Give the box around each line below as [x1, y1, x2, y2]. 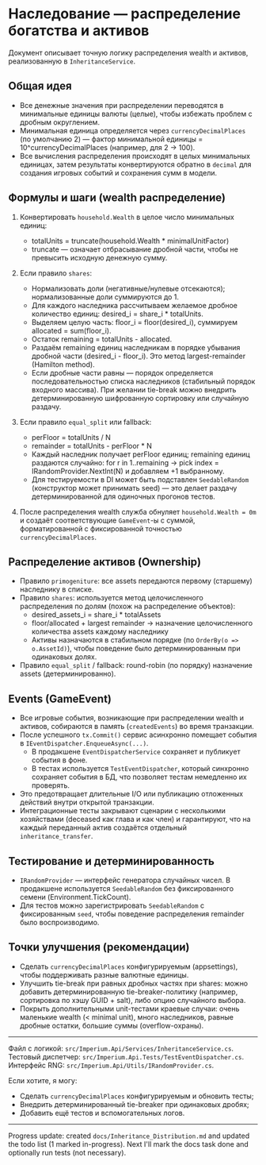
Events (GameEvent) [8, 692, 112, 705]
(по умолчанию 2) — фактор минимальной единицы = [19, 134, 203, 144]
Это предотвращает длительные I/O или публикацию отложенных [19, 789, 244, 799]
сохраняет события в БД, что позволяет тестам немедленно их [31, 772, 247, 782]
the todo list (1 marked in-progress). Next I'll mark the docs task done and [8, 1139, 249, 1148]
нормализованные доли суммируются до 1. [31, 291, 180, 302]
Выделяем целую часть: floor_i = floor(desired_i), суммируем [31, 317, 238, 326]
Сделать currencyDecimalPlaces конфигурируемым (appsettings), [19, 962, 238, 971]
